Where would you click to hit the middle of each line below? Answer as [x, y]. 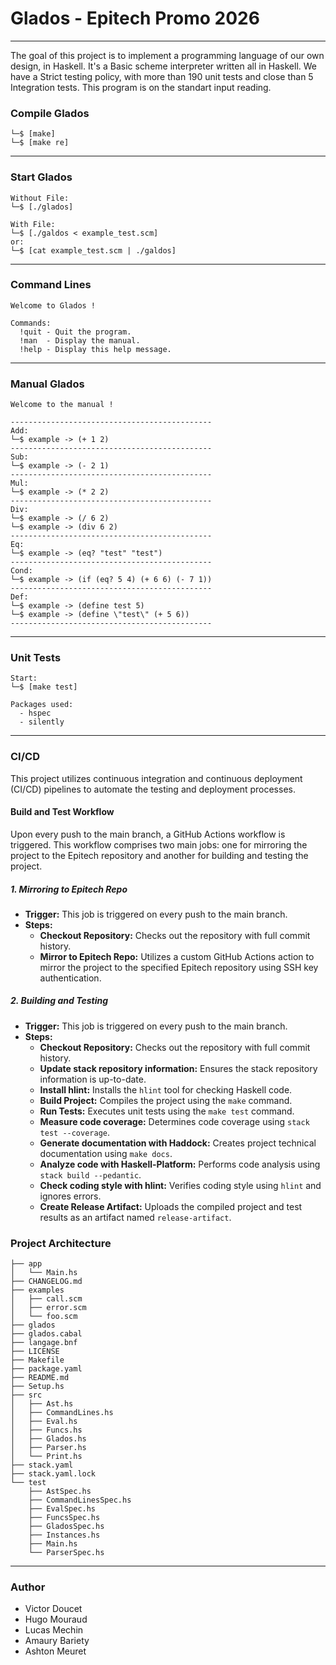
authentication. [70, 978]
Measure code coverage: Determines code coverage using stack [174, 1121]
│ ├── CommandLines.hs [62, 1413]
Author [28, 1587]
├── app [26, 1264]
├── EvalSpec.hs [62, 1509]
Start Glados [41, 177]
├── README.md [40, 1378]
